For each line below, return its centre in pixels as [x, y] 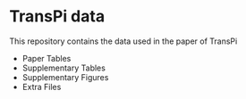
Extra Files [42, 87]
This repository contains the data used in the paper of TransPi [123, 41]
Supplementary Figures [65, 77]
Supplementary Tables [64, 68]
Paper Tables [47, 58]
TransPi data [57, 16]
